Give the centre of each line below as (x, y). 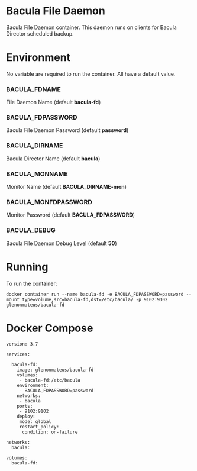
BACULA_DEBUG (31, 230)
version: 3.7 (22, 344)
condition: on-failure (50, 432)
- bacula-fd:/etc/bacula (50, 380)
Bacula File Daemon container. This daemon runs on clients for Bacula (92, 27)
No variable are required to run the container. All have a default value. (91, 74)
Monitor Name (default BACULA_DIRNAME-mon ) (67, 187)
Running (27, 267)
